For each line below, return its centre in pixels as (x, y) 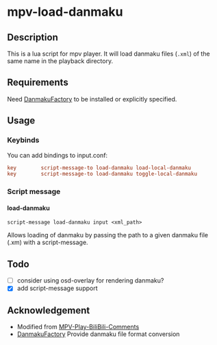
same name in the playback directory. (60, 61)
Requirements (38, 83)
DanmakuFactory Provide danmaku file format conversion (98, 334)
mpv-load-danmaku (65, 12)
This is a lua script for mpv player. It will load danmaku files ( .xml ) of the (108, 53)
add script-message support (57, 288)
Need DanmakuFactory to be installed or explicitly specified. (92, 99)
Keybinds (23, 140)
